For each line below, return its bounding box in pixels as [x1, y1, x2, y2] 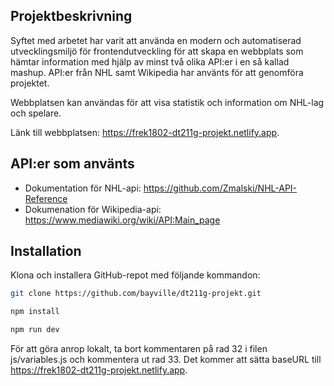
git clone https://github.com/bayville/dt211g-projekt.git [10, 289, 262, 299]
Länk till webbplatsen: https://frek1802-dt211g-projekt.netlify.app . [10, 126, 280, 138]
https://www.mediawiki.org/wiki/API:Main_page [24, 214, 221, 226]
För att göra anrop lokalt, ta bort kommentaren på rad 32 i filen [10, 343, 268, 355]
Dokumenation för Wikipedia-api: [24, 203, 162, 215]
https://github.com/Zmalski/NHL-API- [143, 182, 298, 194]
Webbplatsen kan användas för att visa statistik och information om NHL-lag [10, 96, 325, 108]
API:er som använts [10, 155, 135, 173]
